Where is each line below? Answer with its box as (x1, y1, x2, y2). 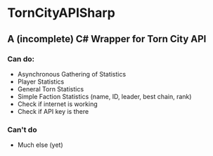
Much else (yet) (17, 141, 63, 149)
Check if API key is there (17, 107, 89, 115)
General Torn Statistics (17, 84, 84, 93)
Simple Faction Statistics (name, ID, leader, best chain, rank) (17, 92, 192, 100)
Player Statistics (17, 77, 65, 86)
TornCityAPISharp (7, 5, 116, 21)
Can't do (7, 124, 37, 134)
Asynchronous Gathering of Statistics (17, 70, 127, 78)
